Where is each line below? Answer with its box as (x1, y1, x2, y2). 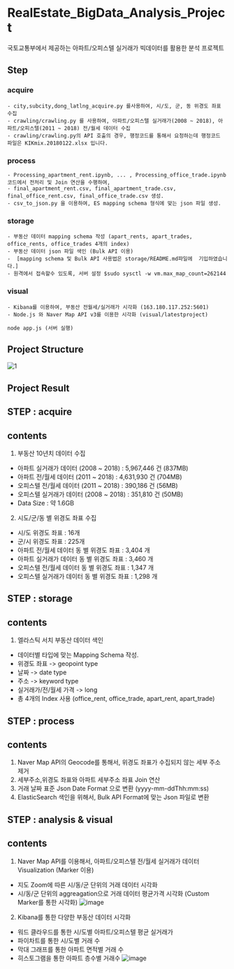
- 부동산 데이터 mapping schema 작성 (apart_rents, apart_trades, (7, 233, 193, 240)
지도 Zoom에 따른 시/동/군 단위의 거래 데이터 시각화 (17, 880, 159, 889)
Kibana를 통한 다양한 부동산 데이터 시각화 (17, 912, 131, 921)
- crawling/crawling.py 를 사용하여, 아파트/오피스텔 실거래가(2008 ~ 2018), (7, 117, 215, 124)
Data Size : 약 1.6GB (17, 498, 75, 507)
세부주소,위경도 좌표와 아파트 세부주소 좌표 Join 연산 (17, 776, 161, 784)
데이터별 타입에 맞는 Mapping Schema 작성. (17, 651, 139, 659)
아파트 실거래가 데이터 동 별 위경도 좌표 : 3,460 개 (17, 554, 154, 563)
